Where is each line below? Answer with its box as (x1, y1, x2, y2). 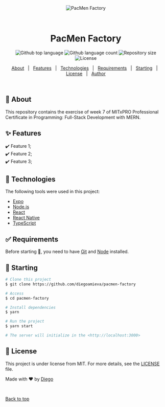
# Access (5, 291, 24, 296)
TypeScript (12, 220, 36, 227)
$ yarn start (5, 324, 33, 329)
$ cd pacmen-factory (5, 296, 50, 301)
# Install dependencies (5, 305, 56, 310)
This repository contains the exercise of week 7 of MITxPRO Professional (5, 108, 159, 115)
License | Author (65, 70, 106, 76)
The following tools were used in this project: (5, 189, 100, 195)
